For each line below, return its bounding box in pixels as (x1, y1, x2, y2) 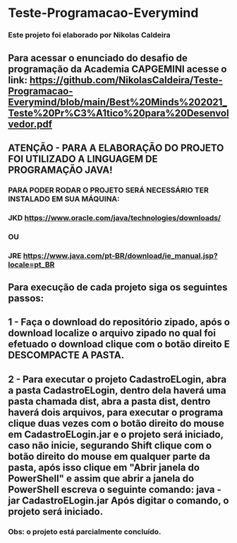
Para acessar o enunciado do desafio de (8, 51, 188, 64)
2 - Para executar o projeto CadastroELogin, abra (8, 373, 227, 385)
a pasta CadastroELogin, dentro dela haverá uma (8, 384, 226, 396)
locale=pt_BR (8, 260, 55, 269)
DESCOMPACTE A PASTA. (8, 349, 125, 361)
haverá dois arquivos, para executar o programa (8, 406, 224, 418)
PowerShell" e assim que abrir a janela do (8, 472, 195, 484)
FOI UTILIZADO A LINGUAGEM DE (8, 153, 158, 165)
